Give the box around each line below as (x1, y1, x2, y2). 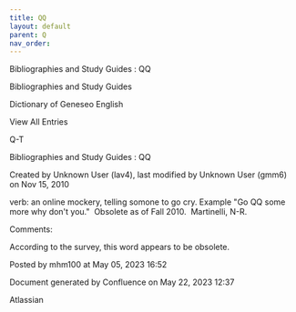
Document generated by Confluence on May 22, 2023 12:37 (9, 277, 235, 287)
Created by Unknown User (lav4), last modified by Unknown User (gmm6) (9, 169, 288, 180)
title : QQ (9, 13, 47, 23)
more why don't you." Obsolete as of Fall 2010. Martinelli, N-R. (9, 206, 248, 217)
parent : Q (9, 30, 47, 39)
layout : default (9, 22, 71, 31)
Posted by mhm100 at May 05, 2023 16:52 (9, 259, 168, 270)
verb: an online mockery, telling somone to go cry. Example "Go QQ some (9, 196, 286, 207)
